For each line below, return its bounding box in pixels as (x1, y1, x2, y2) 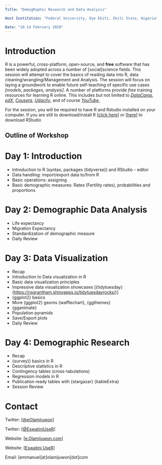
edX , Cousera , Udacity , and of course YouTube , (5, 97, 100, 103)
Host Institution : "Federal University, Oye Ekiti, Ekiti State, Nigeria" (5, 15, 159, 21)
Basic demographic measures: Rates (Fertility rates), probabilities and (12, 182, 150, 188)
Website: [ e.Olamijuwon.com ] (5, 435, 64, 441)
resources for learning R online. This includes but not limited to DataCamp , (5, 93, 154, 98)
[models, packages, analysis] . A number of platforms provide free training (5, 87, 153, 93)
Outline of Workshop (5, 131, 69, 139)
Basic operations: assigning (12, 177, 67, 183)
